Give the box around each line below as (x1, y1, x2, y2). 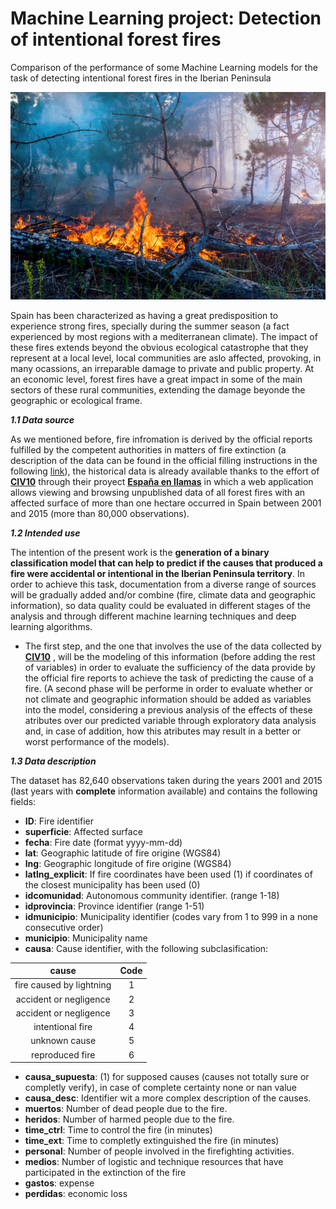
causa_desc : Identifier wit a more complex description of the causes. (24, 1092, 312, 1104)
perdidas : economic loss (24, 1188, 128, 1200)
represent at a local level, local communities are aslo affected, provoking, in (10, 352, 322, 364)
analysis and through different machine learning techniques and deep (10, 610, 297, 622)
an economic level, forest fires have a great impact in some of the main (10, 373, 303, 385)
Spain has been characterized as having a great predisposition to (10, 309, 279, 321)
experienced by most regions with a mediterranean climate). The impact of (10, 330, 318, 342)
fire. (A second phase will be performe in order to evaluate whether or (24, 682, 313, 694)
